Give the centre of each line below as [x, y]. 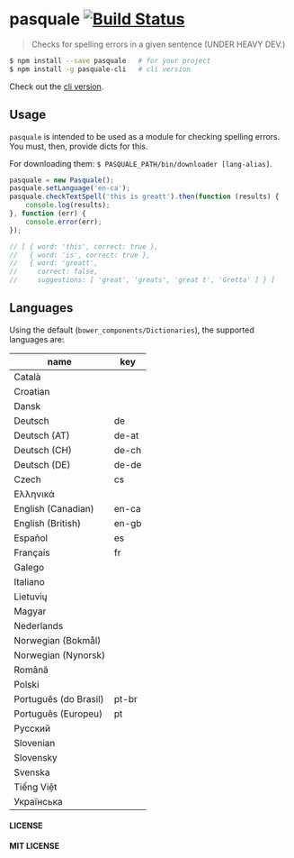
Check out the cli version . [57, 87]
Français [32, 552]
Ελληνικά [35, 494]
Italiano [29, 581]
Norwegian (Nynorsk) [60, 655]
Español [31, 538]
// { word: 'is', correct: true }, [80, 255]
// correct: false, [54, 272]
